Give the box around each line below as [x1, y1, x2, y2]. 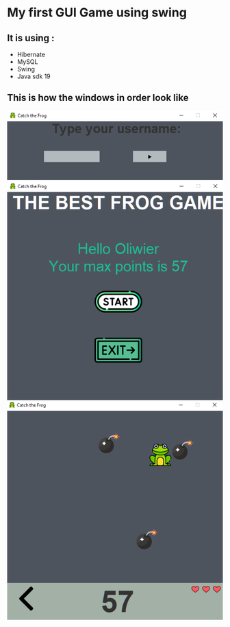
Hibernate [16, 50, 46, 58]
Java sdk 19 [16, 72, 51, 80]
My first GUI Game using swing [7, 5, 187, 21]
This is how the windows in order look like [7, 92, 189, 104]
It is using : [7, 32, 55, 44]
